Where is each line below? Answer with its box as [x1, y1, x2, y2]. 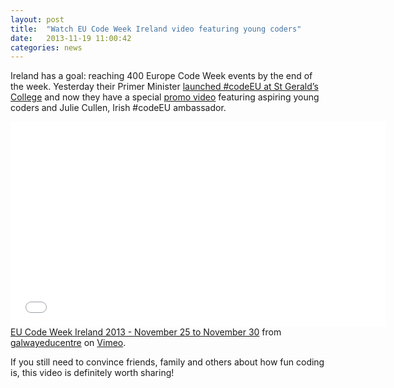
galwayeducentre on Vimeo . [10, 337, 127, 349]
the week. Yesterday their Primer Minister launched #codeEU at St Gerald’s [10, 81, 319, 93]
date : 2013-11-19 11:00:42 [10, 33, 132, 43]
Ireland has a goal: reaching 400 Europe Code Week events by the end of [10, 70, 313, 82]
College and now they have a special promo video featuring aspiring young [10, 91, 320, 103]
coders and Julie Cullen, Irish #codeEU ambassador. [10, 102, 227, 114]
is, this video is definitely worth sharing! [10, 367, 175, 379]
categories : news [10, 42, 83, 53]
